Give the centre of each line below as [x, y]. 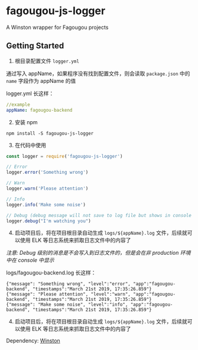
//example [18, 105]
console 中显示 [36, 260]
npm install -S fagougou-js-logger [50, 133]
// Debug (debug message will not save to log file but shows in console [99, 215]
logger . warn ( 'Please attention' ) [47, 189]
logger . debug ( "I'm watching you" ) [49, 221]
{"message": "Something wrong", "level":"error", [69, 284]
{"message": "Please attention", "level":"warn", [69, 294]
